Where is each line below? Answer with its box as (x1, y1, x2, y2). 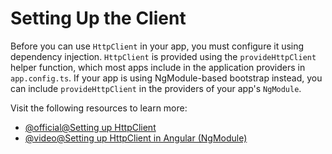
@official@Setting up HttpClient (24, 121, 157, 133)
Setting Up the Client (10, 7, 187, 30)
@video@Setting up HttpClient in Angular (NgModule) (24, 132, 248, 144)
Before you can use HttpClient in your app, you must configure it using (10, 40, 305, 52)
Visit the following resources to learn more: (10, 102, 188, 114)
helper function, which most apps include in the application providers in (10, 61, 306, 73)
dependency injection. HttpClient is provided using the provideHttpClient (10, 50, 317, 62)
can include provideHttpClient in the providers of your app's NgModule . (10, 82, 302, 94)
